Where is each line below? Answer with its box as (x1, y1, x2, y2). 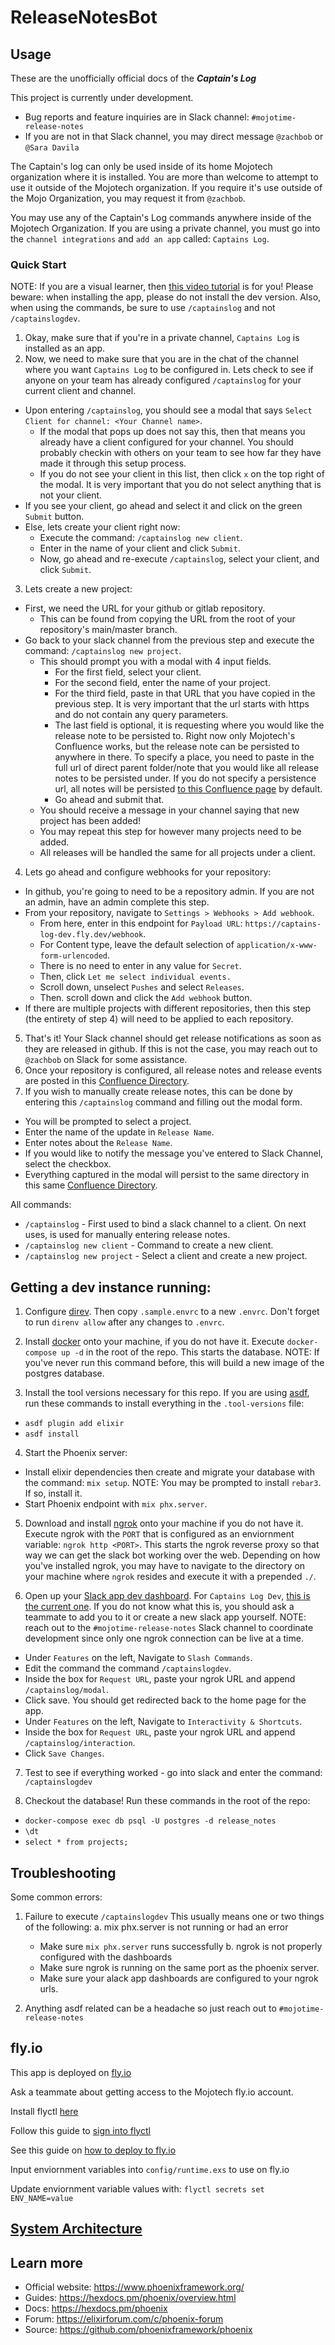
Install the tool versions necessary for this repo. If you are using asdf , (24, 1387, 310, 1399)
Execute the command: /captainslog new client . (39, 532, 243, 544)
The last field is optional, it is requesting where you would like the (54, 719, 325, 731)
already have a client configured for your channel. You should (39, 436, 294, 448)
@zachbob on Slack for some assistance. (24, 1054, 188, 1066)
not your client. (39, 489, 103, 501)
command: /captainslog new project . (24, 645, 182, 657)
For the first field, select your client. (54, 666, 202, 678)
